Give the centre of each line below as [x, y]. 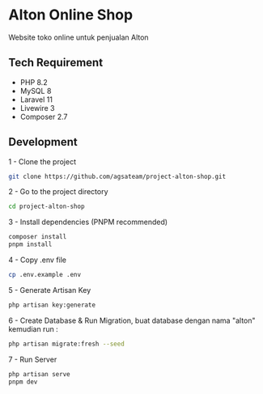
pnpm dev [23, 382]
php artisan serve [39, 374]
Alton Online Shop [71, 15]
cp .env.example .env [45, 275]
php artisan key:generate [52, 305]
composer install [38, 237]
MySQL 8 [36, 91]
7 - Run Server [33, 359]
